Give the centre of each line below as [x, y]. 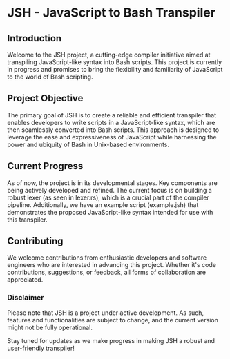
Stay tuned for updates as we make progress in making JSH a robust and [111, 340]
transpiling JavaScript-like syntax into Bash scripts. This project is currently [115, 62]
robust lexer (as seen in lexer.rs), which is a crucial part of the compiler [108, 197]
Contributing [35, 241]
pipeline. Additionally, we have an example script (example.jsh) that [103, 204]
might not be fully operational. [50, 327]
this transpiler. [27, 220]
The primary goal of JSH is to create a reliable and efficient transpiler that [112, 115]
